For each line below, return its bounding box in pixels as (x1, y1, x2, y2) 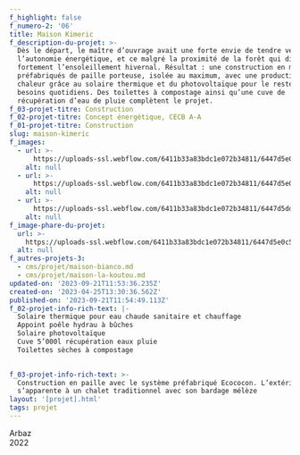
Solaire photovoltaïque (17, 329, 105, 338)
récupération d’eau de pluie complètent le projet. (17, 96, 214, 105)
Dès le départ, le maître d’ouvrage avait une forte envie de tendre (17, 46, 281, 55)
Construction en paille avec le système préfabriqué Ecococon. (17, 378, 257, 387)
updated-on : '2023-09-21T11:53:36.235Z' (9, 279, 162, 288)
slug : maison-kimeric (9, 130, 90, 139)
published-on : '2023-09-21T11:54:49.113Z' (9, 296, 170, 305)
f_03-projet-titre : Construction (9, 105, 134, 114)
